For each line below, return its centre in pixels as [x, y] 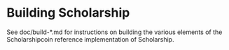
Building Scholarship [68, 13]
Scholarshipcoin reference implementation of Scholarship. [90, 39]
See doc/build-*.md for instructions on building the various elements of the [114, 32]
